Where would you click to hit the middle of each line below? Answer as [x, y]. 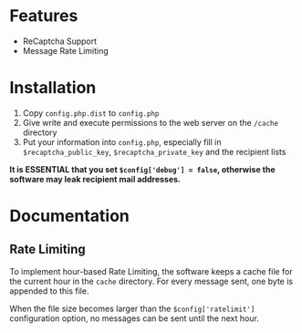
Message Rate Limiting [66, 50]
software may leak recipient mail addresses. [95, 179]
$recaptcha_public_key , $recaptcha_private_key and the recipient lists [154, 151]
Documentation [70, 216]
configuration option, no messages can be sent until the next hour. [135, 318]
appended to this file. [49, 291]
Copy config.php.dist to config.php [91, 113]
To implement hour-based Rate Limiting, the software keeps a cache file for [151, 271]
